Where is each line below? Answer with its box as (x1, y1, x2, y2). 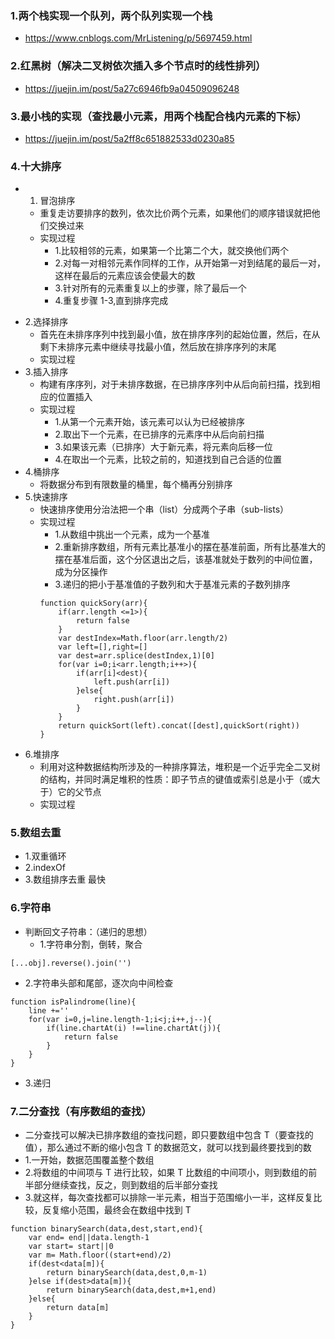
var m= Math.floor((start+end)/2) (28, 1250, 172, 1261)
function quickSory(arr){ (39, 598, 148, 609)
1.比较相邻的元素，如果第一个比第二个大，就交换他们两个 (54, 245, 290, 257)
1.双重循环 (24, 850, 67, 862)
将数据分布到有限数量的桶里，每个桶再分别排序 (39, 478, 233, 491)
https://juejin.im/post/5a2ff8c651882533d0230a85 (24, 132, 235, 144)
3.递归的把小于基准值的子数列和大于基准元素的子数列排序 (54, 578, 291, 591)
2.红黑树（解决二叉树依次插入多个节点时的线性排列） (10, 59, 267, 73)
